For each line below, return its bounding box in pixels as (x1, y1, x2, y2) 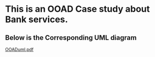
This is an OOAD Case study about (5, 3, 150, 15)
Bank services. (5, 14, 68, 25)
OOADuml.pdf (5, 47, 34, 52)
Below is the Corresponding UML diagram (5, 33, 137, 42)
